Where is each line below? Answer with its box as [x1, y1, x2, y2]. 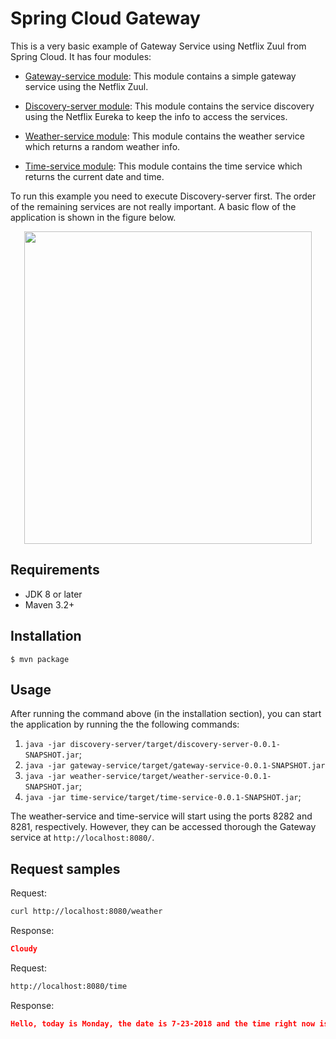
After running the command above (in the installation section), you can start [10, 708, 322, 720]
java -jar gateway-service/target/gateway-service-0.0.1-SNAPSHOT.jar [24, 761, 326, 771]
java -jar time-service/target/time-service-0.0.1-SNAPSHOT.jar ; [24, 791, 302, 803]
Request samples [10, 860, 121, 877]
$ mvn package [10, 654, 70, 664]
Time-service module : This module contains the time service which [24, 160, 303, 172]
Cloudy [10, 944, 38, 954]
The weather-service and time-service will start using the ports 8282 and [10, 810, 313, 822]
